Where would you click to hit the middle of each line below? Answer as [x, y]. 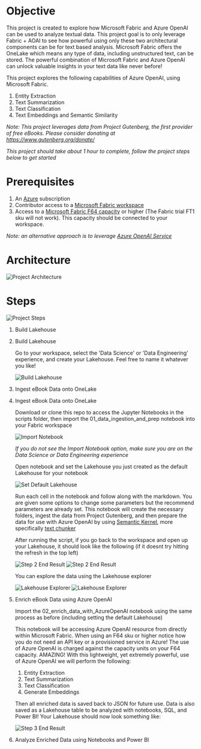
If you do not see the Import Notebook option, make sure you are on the [104, 448]
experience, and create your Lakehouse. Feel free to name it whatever [102, 359]
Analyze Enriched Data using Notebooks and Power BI [82, 739]
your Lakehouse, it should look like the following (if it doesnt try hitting [102, 546]
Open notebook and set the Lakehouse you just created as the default [101, 466]
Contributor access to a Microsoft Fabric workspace [79, 205]
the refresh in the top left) [46, 553]
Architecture [38, 260]
